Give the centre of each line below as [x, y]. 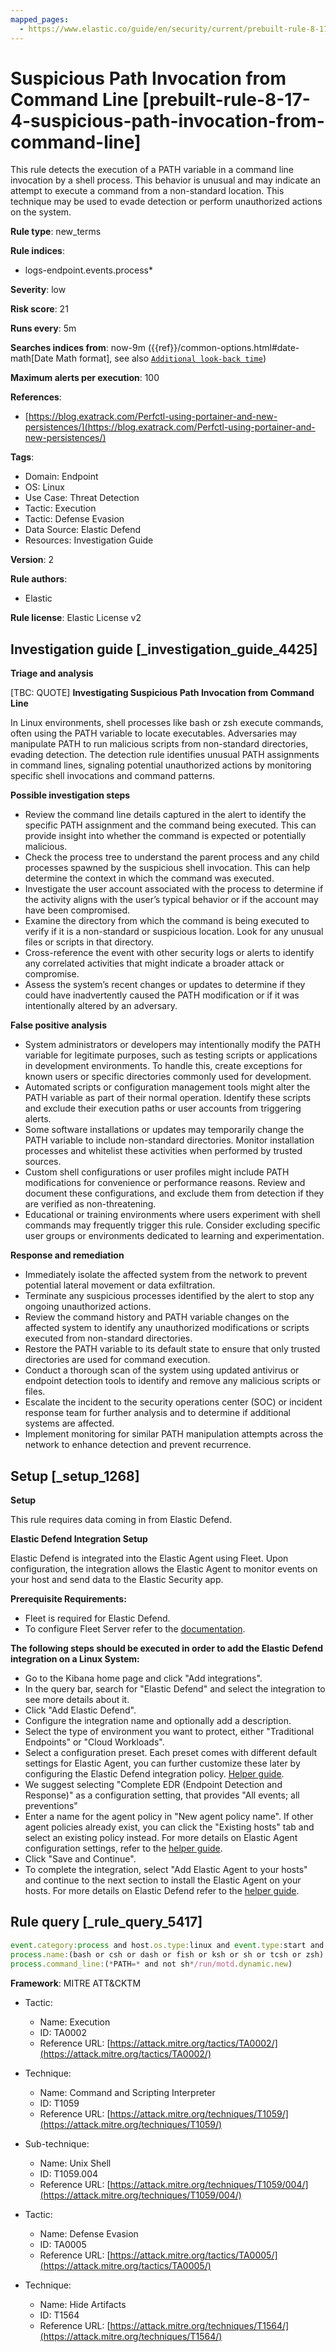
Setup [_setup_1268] [75, 1476]
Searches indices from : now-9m [78, 348]
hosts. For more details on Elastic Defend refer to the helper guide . [162, 1891]
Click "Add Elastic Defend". [80, 1710]
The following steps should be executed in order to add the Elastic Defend [167, 1648]
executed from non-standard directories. [108, 1338]
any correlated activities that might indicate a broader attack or [154, 963]
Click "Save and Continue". [80, 1859]
